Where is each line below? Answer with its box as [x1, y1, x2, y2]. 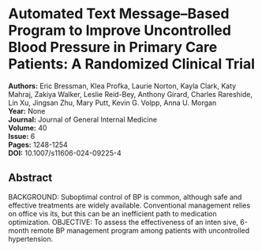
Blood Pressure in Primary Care [8, 39, 218, 56]
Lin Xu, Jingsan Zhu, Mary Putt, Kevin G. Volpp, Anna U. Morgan [8, 98, 217, 107]
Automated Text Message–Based [8, 5, 230, 23]
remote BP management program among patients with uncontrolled [30, 226, 250, 235]
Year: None [8, 106, 46, 115]
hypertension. [8, 234, 54, 243]
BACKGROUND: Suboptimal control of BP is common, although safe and [8, 192, 242, 201]
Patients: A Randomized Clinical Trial [8, 55, 255, 73]
